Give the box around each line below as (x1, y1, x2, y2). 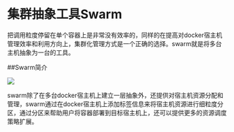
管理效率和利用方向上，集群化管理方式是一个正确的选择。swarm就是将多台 (7, 39, 222, 47)
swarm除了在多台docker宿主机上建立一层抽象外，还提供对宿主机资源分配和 (7, 91, 224, 99)
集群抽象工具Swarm (7, 6, 123, 22)
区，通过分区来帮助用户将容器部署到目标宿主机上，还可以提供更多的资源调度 (7, 108, 227, 117)
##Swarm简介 (7, 63, 47, 71)
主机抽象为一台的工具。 (7, 48, 75, 57)
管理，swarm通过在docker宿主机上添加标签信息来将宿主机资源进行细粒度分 (7, 99, 224, 108)
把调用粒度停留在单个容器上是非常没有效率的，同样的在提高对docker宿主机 (7, 31, 223, 39)
